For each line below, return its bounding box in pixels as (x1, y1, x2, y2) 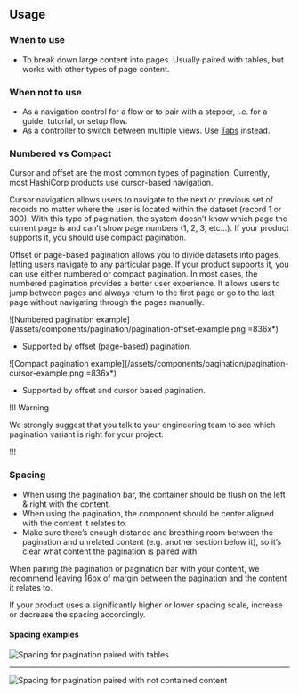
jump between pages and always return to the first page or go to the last (9, 287, 275, 298)
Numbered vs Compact (9, 147, 112, 160)
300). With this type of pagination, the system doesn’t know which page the (9, 213, 287, 224)
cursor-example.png (9, 368, 85, 378)
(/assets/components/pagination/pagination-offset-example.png (9, 324, 246, 335)
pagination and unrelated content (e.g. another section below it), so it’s (21, 536, 282, 547)
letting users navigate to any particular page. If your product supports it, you (9, 259, 289, 270)
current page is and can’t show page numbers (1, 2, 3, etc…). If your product (9, 223, 289, 234)
